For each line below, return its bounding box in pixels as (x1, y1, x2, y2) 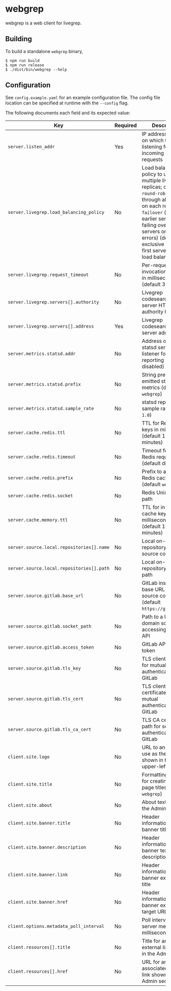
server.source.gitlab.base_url (8, 593, 84, 599)
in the (141, 950, 155, 957)
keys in (141, 426, 159, 433)
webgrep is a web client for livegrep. (5, 20, 82, 26)
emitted (141, 378, 160, 385)
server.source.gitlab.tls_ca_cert (8, 727, 92, 732)
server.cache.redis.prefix (8, 475, 73, 480)
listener (141, 350, 160, 357)
